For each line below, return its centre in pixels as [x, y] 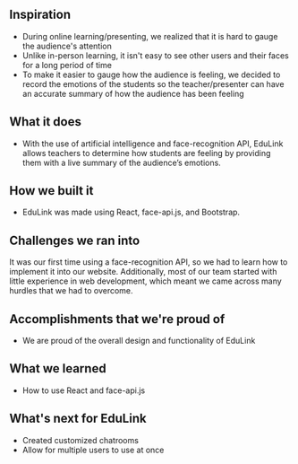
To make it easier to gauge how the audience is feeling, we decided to [151, 74]
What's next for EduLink [78, 419]
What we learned [58, 368]
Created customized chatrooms [80, 440]
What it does [46, 122]
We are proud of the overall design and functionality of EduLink [139, 341]
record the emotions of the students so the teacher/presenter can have [153, 83]
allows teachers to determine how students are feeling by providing [146, 153]
